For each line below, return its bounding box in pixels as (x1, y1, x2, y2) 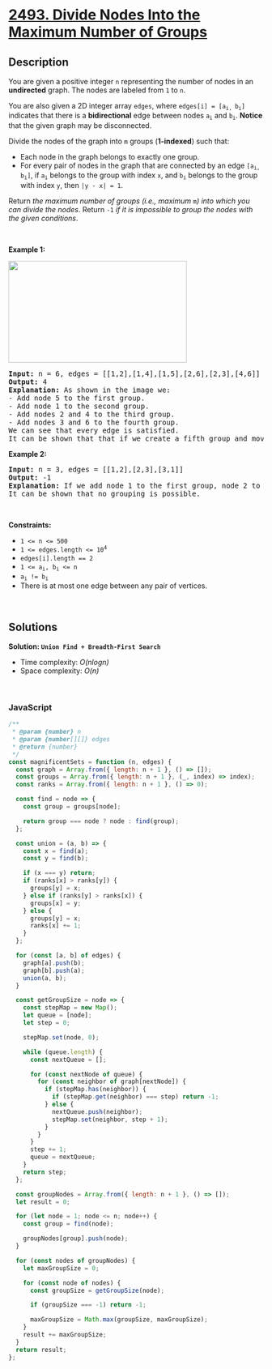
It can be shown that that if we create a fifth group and (8, 433, 249, 443)
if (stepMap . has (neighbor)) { (44, 1085, 147, 1094)
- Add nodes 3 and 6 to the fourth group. (8, 417, 180, 427)
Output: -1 (8, 472, 52, 482)
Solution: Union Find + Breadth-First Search (8, 642, 161, 651)
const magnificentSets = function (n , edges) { (8, 757, 172, 766)
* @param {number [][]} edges (11, 736, 111, 744)
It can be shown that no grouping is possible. (8, 488, 201, 498)
